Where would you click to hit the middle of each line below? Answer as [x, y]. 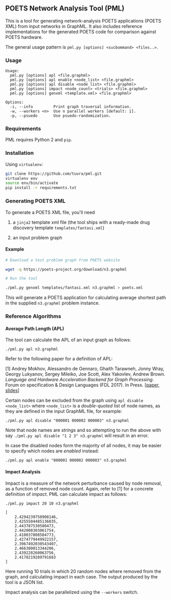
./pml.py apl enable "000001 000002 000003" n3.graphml [66, 461]
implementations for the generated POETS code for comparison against [81, 32]
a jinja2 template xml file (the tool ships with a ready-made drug [81, 222]
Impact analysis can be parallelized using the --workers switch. [72, 592]
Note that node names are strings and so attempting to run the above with [83, 430]
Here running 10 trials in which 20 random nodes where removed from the [83, 571]
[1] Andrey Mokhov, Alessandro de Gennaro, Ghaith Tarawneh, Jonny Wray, [85, 369]
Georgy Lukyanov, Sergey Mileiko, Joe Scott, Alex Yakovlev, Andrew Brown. [85, 374]
